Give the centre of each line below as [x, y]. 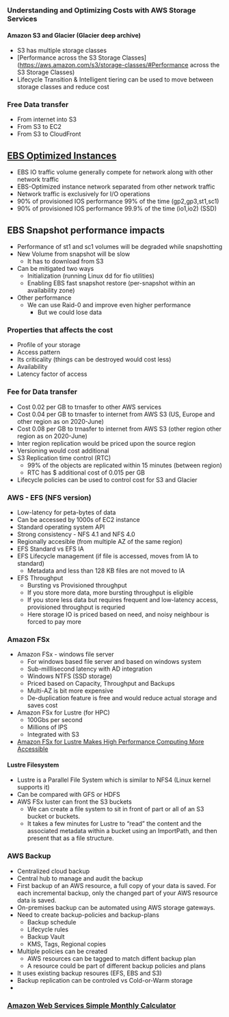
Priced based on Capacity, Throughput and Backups [101, 684]
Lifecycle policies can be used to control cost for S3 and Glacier [107, 479]
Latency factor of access [52, 374]
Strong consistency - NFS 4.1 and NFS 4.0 [76, 534]
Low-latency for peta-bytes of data [66, 512]
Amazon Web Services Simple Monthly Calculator [92, 1005]
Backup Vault [46, 936]
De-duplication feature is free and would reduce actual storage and [122, 698]
